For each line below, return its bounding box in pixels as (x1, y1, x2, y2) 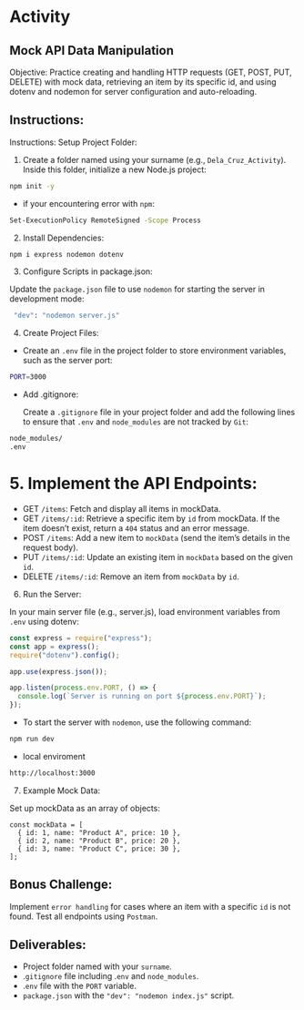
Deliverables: (9, 936, 86, 953)
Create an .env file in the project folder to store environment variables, (22, 345, 287, 356)
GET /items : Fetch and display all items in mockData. (22, 503, 221, 514)
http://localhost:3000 (9, 768, 96, 778)
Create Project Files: (22, 328, 99, 339)
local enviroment (22, 750, 86, 761)
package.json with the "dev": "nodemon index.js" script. (22, 990, 235, 1001)
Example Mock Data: (22, 785, 101, 796)
